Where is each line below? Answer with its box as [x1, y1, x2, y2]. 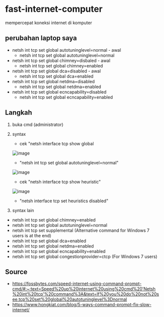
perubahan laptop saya [5, 34, 77, 42]
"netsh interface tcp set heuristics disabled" [19, 198, 109, 204]
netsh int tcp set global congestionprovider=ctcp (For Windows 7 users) [12, 254, 158, 259]
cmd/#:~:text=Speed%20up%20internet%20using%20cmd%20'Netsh [12, 286, 156, 292]
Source [5, 267, 28, 276]
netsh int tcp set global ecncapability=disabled [12, 89, 107, 95]
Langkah [5, 108, 32, 117]
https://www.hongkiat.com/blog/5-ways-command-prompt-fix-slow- [12, 302, 152, 308]
